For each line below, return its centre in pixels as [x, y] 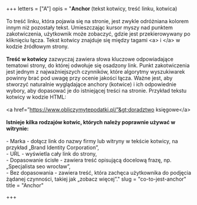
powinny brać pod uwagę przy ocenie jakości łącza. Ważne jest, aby [89, 78]
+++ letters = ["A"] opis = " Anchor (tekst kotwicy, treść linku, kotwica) [92, 9]
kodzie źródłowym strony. [38, 46]
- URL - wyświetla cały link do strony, [52, 154]
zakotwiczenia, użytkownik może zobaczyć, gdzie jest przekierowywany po [98, 34]
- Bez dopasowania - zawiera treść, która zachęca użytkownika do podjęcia [98, 173]
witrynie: [17, 128]
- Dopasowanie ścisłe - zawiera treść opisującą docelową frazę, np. [89, 160]
